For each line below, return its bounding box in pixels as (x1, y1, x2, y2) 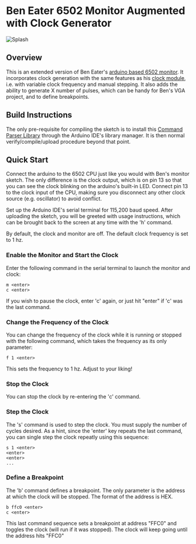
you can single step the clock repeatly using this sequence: (6, 434, 149, 441)
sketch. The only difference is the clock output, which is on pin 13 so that (6, 176, 182, 183)
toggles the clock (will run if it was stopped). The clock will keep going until (6, 526, 188, 533)
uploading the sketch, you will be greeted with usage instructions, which (6, 213, 180, 220)
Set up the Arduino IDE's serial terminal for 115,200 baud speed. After (6, 206, 173, 214)
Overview (6, 53, 43, 63)
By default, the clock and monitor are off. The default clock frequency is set (6, 230, 188, 237)
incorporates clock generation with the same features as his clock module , (6, 74, 186, 81)
